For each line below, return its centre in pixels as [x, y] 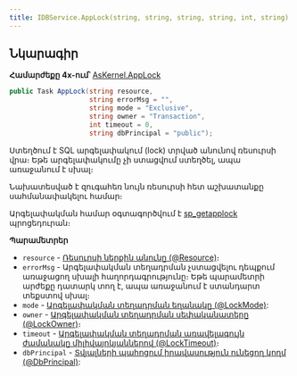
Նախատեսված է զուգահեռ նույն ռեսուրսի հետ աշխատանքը [137, 186]
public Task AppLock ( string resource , [81, 92]
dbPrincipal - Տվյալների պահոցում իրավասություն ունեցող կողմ [154, 352]
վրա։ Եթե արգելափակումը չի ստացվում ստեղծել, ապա [125, 159]
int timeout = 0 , [121, 125]
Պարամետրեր [39, 240]
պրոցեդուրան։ [40, 222]
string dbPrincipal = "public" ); [151, 133]
